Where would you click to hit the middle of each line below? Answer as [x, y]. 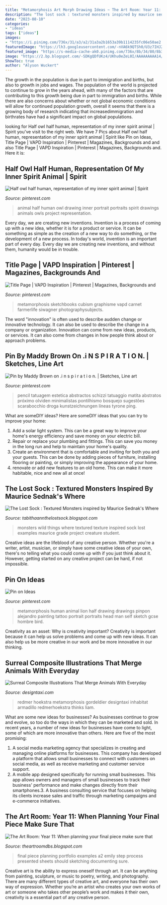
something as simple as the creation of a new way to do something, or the [81, 233]
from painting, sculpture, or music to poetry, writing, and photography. [77, 876]
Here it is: [15, 153]
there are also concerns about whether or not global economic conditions [81, 101]
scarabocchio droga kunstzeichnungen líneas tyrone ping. [77, 406]
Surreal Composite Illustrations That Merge [74, 663]
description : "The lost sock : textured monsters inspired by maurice [80, 14]
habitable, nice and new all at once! [49, 473]
